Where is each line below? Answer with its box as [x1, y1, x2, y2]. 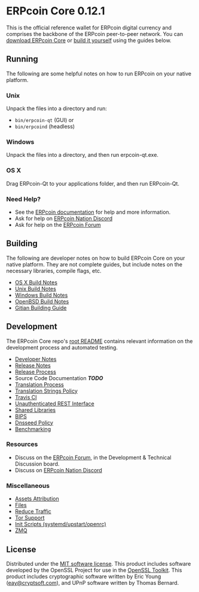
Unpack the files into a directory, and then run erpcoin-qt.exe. [6, 151, 159, 159]
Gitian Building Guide [14, 304, 67, 311]
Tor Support [14, 514, 45, 521]
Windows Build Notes [14, 292, 68, 299]
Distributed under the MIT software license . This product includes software [6, 560, 191, 567]
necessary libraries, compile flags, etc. [6, 267, 102, 274]
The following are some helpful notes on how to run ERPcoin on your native [6, 70, 192, 77]
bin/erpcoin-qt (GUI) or [14, 117, 74, 124]
